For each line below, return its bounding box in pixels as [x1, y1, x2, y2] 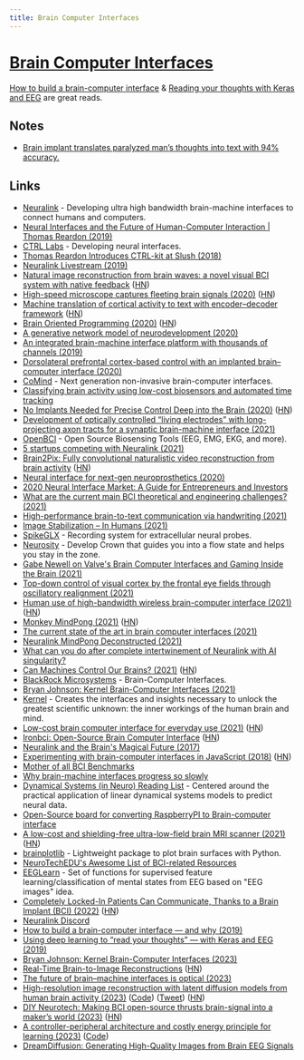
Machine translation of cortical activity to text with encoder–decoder [22, 298, 279, 309]
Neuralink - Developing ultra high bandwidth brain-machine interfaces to [22, 202, 294, 213]
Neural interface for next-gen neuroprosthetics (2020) [22, 472, 225, 483]
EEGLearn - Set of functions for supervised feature [22, 867, 213, 878]
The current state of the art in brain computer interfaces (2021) [22, 627, 258, 637]
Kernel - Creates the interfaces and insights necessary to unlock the [22, 694, 278, 705]
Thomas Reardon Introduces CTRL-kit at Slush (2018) [22, 250, 222, 261]
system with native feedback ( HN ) [22, 279, 150, 290]
